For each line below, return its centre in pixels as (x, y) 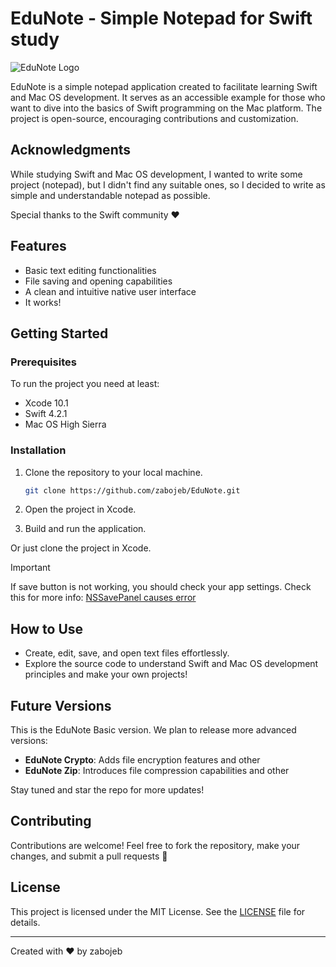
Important (30, 568)
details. (25, 922)
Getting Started (59, 333)
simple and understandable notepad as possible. (110, 195)
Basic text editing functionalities (90, 270)
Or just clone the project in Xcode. (81, 548)
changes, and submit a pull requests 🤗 (89, 856)
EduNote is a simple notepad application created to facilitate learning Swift (164, 86)
